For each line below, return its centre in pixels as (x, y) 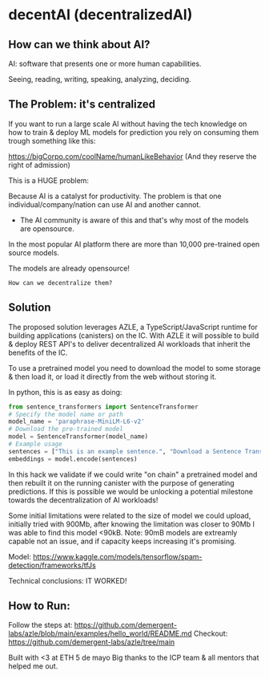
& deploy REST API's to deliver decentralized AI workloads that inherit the (129, 344)
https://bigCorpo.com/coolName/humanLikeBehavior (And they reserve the (132, 156)
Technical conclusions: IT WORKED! (68, 580)
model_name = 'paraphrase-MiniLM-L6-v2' (77, 422)
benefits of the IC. (38, 352)
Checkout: (211, 634)
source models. (34, 252)
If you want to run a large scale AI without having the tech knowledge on (128, 124)
